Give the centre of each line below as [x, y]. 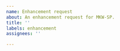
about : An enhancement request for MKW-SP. [61, 17]
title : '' [18, 23]
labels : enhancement [32, 28]
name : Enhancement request [39, 12]
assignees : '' [24, 34]
